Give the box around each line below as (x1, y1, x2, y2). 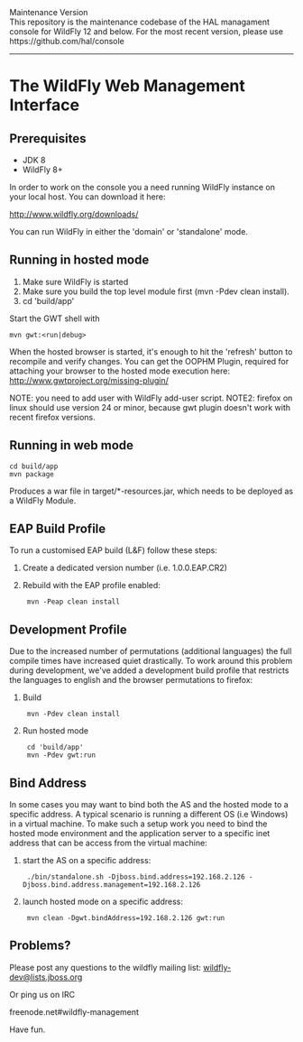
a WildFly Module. (9, 494, 77, 506)
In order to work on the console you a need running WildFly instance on (9, 182, 275, 192)
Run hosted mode (22, 725, 88, 736)
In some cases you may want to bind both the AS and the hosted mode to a (9, 799, 289, 810)
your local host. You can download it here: (9, 191, 166, 202)
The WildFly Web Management (9, 76, 246, 97)
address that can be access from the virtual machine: (9, 837, 207, 849)
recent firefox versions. (9, 411, 96, 422)
